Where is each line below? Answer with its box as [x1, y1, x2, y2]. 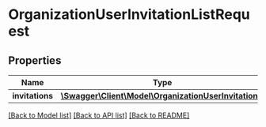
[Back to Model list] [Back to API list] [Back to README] [8, 110, 190, 120]
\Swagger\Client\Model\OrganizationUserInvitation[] [60, 91, 264, 101]
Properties [8, 54, 62, 67]
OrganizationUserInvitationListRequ [8, 6, 251, 24]
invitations [12, 91, 54, 101]
